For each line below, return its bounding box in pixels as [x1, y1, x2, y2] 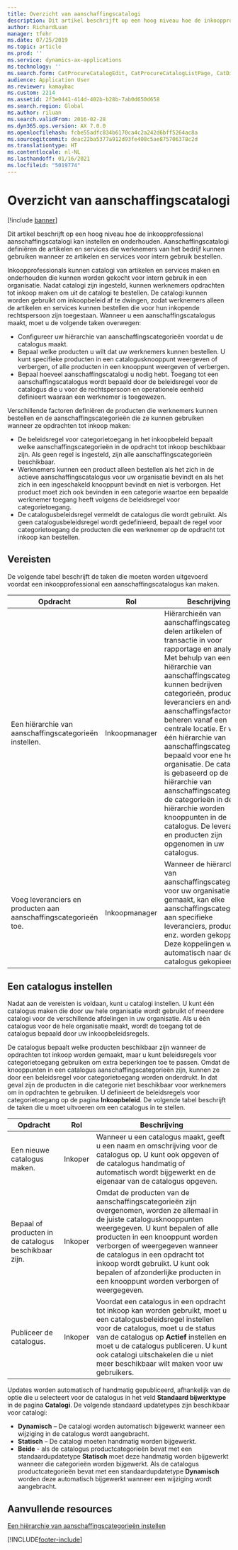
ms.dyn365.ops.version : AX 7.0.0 [7, 122, 106, 130]
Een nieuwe [11, 1145, 50, 1155]
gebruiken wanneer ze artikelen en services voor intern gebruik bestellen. [7, 252, 223, 261]
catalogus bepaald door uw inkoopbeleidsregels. [7, 1029, 150, 1038]
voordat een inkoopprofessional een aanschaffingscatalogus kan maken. [7, 579, 220, 588]
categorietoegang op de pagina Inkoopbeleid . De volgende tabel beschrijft [7, 1096, 227, 1104]
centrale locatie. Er [164, 723, 227, 733]
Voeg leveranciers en [11, 894, 81, 904]
